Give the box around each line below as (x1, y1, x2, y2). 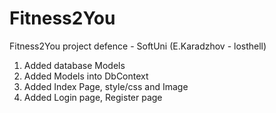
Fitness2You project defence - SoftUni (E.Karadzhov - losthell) (9, 40, 267, 52)
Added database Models (23, 59, 126, 71)
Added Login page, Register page (23, 91, 163, 103)
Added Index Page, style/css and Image (23, 80, 189, 92)
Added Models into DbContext (23, 70, 149, 82)
